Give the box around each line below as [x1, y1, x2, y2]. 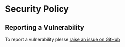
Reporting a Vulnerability [5, 23, 84, 32]
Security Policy [5, 3, 69, 15]
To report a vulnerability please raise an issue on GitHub [5, 36, 120, 42]
